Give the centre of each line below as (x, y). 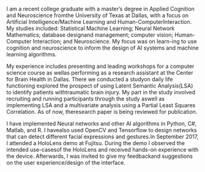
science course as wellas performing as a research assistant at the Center (100, 73)
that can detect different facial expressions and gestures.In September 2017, (102, 136)
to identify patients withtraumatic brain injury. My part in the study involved (101, 92)
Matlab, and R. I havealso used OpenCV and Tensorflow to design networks (102, 130)
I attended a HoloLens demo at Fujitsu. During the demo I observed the (96, 143)
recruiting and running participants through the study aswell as (86, 99)
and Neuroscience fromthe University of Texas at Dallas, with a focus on (98, 15)
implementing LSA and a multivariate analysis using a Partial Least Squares (101, 105)
